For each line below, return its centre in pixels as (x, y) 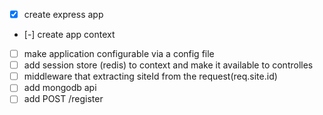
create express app (63, 14)
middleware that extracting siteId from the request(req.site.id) (150, 76)
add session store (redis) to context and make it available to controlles (168, 65)
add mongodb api (60, 88)
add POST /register (63, 99)
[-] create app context (69, 35)
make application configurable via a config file (119, 54)
